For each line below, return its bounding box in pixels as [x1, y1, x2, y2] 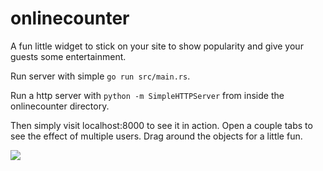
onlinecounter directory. [10, 100, 110, 112]
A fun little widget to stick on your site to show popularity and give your [10, 40, 304, 52]
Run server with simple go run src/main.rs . [10, 70, 191, 82]
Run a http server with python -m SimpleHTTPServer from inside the [10, 89, 285, 101]
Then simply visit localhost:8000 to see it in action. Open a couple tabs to [10, 119, 313, 131]
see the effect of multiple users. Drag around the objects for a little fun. [10, 130, 303, 142]
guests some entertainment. [10, 50, 127, 62]
